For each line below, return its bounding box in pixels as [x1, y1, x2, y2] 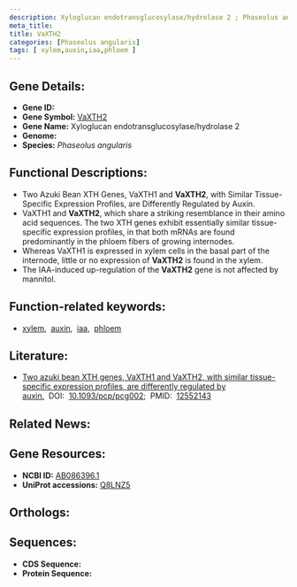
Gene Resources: [9, 446, 106, 461]
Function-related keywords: [9, 299, 166, 314]
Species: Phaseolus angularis [21, 139, 133, 151]
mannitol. [21, 274, 57, 284]
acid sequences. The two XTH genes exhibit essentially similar [21, 217, 250, 228]
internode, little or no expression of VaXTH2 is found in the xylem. [21, 254, 263, 266]
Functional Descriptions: [9, 166, 148, 181]
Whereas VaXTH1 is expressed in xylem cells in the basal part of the [21, 245, 270, 256]
